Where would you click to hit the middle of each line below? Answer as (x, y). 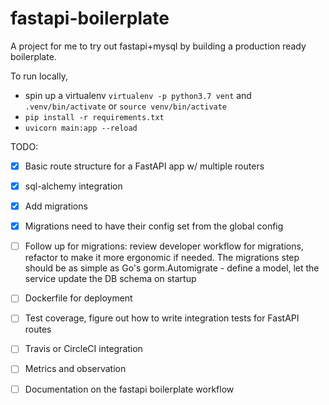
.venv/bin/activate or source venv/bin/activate (126, 106)
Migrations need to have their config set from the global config (154, 226)
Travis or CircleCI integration (83, 349)
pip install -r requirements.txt (94, 117)
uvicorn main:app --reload (81, 128)
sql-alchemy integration (73, 186)
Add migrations (56, 206)
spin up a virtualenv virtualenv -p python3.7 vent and (138, 95)
